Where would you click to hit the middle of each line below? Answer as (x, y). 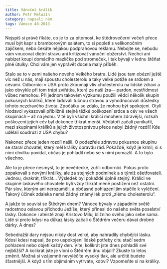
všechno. (15, 158)
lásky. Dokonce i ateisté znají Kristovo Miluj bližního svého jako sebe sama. (82, 215)
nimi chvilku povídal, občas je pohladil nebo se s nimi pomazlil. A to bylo (79, 153)
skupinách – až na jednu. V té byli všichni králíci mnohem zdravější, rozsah (82, 117)
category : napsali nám (29, 19)
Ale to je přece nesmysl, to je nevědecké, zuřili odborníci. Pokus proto (77, 168)
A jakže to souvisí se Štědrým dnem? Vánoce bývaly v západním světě (78, 204)
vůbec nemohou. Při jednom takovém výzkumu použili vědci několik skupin (82, 95)
